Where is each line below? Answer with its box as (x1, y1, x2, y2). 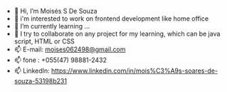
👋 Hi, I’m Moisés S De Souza (14, 7, 97, 15)
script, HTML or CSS (14, 37, 75, 46)
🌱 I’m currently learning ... (14, 22, 90, 30)
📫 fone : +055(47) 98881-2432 (14, 56, 107, 64)
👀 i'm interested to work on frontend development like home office (14, 14, 208, 23)
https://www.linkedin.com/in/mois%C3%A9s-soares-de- (51, 66, 218, 75)
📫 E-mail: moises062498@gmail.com (14, 45, 126, 53)
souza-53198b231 (14, 77, 68, 85)
